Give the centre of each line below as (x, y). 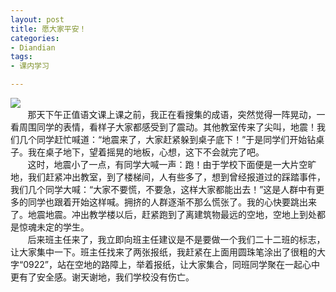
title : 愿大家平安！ (48, 29)
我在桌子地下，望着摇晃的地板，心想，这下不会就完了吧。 (146, 152)
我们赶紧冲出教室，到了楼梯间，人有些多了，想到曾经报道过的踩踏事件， (176, 177)
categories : (35, 38)
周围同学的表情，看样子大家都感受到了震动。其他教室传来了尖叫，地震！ (167, 127)
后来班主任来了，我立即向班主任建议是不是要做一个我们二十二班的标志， (176, 239)
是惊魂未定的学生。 (50, 227)
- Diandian (33, 47)
